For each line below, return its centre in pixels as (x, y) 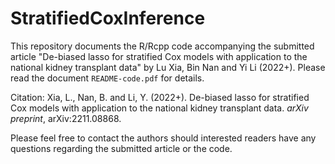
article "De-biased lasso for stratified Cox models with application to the (159, 56)
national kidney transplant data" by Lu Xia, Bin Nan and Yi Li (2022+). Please (168, 67)
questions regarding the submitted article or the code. (121, 148)
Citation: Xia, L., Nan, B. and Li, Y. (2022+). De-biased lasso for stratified (160, 97)
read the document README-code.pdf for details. (107, 78)
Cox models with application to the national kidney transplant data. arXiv (159, 108)
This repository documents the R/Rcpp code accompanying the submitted (162, 46)
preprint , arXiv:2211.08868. (66, 118)
